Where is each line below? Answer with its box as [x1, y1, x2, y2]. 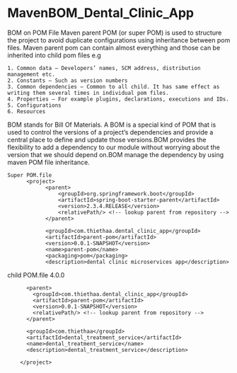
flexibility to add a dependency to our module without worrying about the [7, 143, 221, 151]
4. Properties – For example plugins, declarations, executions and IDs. [7, 96, 230, 103]
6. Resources [7, 108, 46, 115]
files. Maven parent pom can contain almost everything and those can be [7, 43, 221, 52]
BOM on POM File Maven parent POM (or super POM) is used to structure [7, 28, 222, 37]
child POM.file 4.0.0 [7, 270, 65, 279]
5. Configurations [7, 101, 62, 109]
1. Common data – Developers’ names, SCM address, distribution [7, 64, 201, 71]
